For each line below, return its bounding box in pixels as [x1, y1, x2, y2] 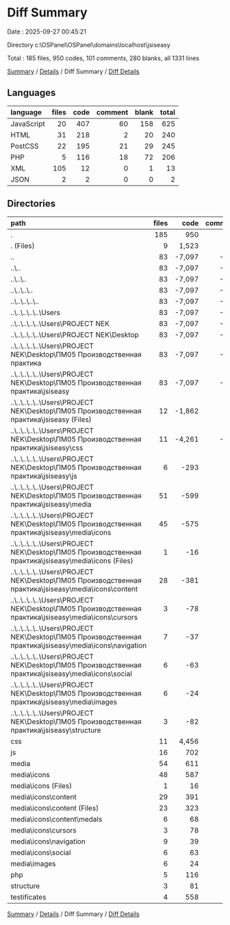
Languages [7, 87, 56, 99]
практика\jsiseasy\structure [10, 725, 101, 735]
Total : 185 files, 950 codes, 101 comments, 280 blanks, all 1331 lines [7, 53, 200, 62]
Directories [7, 198, 56, 210]
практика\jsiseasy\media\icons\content [10, 584, 138, 594]
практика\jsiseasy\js [10, 471, 77, 481]
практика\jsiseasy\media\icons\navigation [10, 640, 147, 650]
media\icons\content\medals [10, 814, 103, 824]
